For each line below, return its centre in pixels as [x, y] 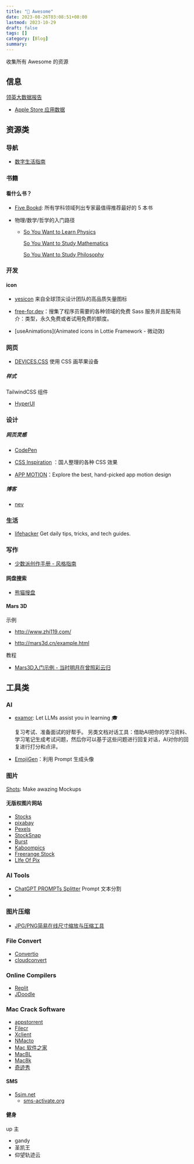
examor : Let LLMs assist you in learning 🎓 [66, 718]
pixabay [24, 822]
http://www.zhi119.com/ [43, 632]
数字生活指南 [30, 162]
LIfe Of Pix [27, 860]
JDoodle [25, 994]
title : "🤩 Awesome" [30, 11]
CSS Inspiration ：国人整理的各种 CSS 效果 [66, 462]
